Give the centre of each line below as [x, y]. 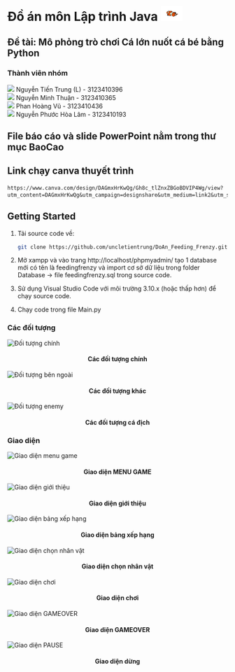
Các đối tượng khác [117, 391]
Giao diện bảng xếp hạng [117, 535]
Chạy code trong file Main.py [59, 309]
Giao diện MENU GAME [117, 472]
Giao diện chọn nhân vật [117, 566]
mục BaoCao [36, 147]
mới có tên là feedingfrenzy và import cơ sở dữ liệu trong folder [109, 267]
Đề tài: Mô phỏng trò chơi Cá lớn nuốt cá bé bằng [115, 42]
